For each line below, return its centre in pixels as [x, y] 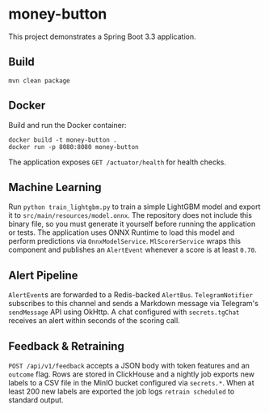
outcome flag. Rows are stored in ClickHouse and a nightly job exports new [132, 374]
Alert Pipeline [43, 275]
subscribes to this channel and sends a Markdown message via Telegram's [133, 304]
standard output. [36, 400]
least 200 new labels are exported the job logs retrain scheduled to [122, 391]
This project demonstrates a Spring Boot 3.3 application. [102, 36]
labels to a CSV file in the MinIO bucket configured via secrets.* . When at [131, 383]
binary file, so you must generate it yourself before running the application [132, 224]
